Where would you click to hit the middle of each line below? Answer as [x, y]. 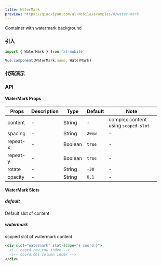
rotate [14, 169]
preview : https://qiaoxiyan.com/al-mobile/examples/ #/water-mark [72, 14]
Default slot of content [27, 213]
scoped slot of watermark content [39, 237]
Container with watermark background [43, 28]
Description [45, 111]
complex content [128, 119]
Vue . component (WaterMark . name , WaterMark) [48, 60]
